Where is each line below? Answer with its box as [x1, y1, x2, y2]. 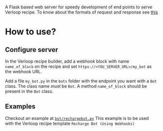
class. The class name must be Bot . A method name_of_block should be [5, 83, 147, 89]
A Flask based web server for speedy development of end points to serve [5, 4, 152, 10]
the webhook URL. [5, 69, 42, 74]
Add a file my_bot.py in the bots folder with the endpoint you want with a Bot [5, 78, 157, 84]
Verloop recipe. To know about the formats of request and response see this [5, 9, 158, 15]
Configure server [5, 46, 58, 54]
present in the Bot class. [5, 88, 54, 94]
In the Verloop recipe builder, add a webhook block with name [5, 58, 129, 64]
